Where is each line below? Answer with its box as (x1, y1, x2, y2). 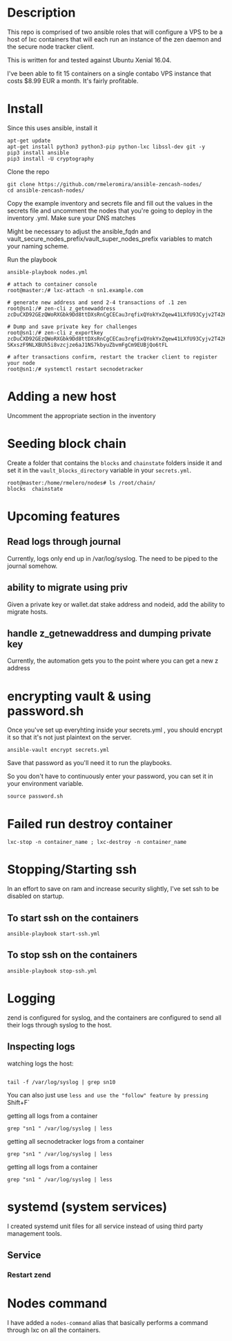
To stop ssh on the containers (7, 949, 138, 961)
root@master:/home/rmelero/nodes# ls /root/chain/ (7, 479, 156, 486)
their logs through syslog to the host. (7, 1020, 113, 1029)
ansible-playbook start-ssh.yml (7, 930, 100, 937)
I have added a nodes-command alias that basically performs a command (7, 1318, 209, 1326)
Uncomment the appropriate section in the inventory (7, 411, 157, 420)
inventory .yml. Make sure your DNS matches (7, 213, 136, 222)
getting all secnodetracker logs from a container (7, 1137, 144, 1145)
